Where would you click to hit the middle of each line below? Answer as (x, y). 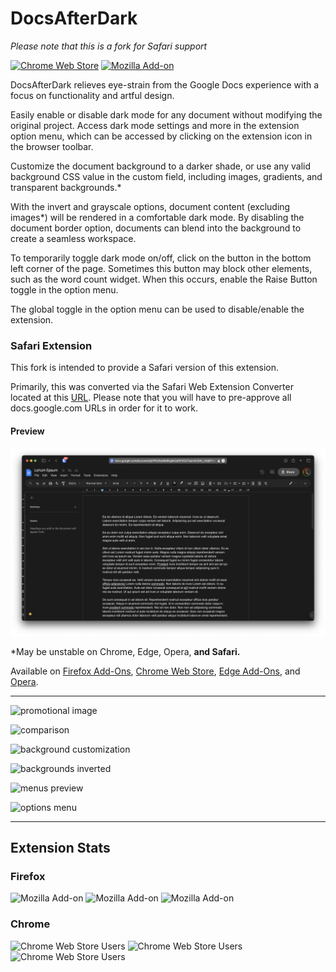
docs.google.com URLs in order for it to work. (104, 408)
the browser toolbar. (52, 146)
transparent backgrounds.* (66, 187)
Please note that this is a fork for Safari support (109, 46)
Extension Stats (60, 848)
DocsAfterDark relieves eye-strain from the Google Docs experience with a (165, 84)
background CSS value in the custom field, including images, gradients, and (166, 176)
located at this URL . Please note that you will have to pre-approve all (151, 398)
